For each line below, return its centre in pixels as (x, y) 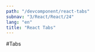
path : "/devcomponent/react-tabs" (48, 11)
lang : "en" (19, 22)
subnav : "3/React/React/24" (40, 17)
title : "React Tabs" (31, 27)
